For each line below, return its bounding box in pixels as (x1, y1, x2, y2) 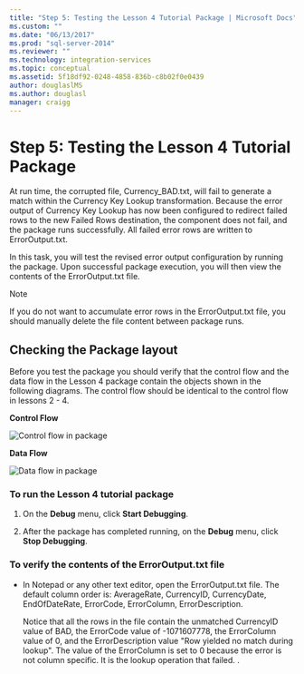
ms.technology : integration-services (9, 55, 152, 64)
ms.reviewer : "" (9, 47, 71, 56)
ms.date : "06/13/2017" (9, 30, 95, 39)
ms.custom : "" (9, 22, 63, 31)
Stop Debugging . (22, 536, 88, 547)
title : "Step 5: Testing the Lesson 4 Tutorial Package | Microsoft (9, 13, 273, 23)
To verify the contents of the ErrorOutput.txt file (9, 559, 225, 571)
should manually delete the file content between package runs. (9, 316, 244, 327)
